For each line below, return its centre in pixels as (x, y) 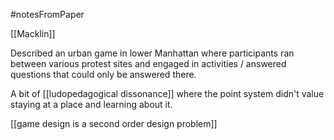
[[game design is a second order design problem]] (114, 123)
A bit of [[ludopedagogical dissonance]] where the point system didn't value (167, 93)
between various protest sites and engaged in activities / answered (148, 63)
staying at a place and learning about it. (91, 104)
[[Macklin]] (33, 33)
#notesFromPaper (47, 14)
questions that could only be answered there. (103, 74)
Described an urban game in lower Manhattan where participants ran (152, 53)
